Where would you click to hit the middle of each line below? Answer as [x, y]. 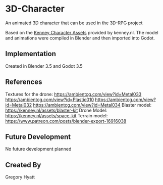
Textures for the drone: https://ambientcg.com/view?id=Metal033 [73, 94]
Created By [23, 165]
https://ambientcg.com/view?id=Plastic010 [50, 100]
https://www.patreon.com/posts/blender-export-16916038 [66, 121]
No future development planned [38, 149]
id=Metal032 [18, 105]
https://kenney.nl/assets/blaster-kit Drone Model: [56, 110]
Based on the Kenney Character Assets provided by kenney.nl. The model [82, 32]
